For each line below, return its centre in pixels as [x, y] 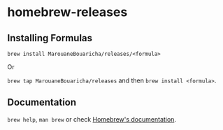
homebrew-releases [67, 12]
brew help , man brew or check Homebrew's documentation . [92, 119]
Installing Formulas [50, 38]
